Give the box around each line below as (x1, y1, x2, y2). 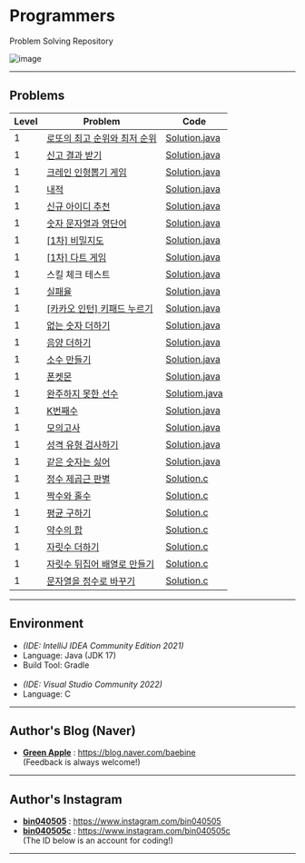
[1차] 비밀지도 (46, 233, 104, 246)
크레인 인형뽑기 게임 (46, 165, 127, 178)
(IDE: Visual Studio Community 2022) (22, 679, 163, 689)
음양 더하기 (46, 336, 92, 349)
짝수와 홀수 (46, 490, 92, 502)
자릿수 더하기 (46, 541, 100, 553)
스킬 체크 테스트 (46, 268, 111, 281)
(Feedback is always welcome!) (22, 757, 141, 768)
